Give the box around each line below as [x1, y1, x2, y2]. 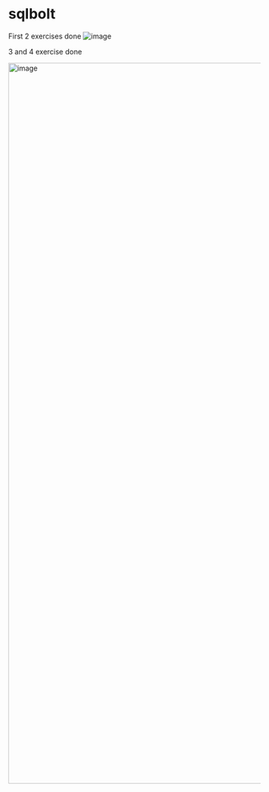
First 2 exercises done [8, 31, 82, 41]
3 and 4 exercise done [8, 46, 82, 56]
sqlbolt [8, 5, 56, 23]
